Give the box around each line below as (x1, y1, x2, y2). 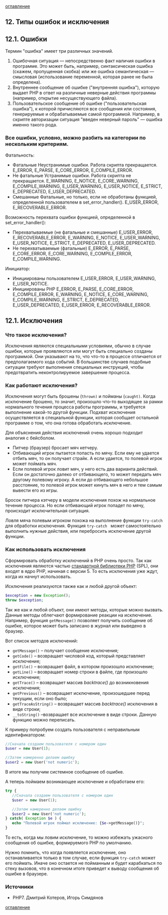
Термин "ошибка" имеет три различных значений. (5, 48, 114, 54)
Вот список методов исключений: (5, 638, 78, 644)
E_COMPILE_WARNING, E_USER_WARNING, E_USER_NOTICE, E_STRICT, (12, 183, 162, 189)
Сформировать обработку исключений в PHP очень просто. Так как (5, 557, 152, 563)
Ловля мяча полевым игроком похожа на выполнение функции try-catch (5, 518, 163, 524)
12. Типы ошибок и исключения (5, 18, 109, 26)
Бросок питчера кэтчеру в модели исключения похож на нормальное (5, 497, 156, 503)
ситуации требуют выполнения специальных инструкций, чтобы (5, 364, 144, 370)
